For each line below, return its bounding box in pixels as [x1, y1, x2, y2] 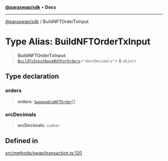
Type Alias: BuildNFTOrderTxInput [5, 36, 151, 47]
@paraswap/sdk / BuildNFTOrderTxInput [5, 18, 89, 24]
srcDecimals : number [17, 122, 60, 128]
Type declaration [5, 72, 59, 81]
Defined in [5, 137, 38, 145]
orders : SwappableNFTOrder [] [17, 98, 76, 104]
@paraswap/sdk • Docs [5, 4, 56, 10]
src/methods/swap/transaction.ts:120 [5, 150, 82, 156]
